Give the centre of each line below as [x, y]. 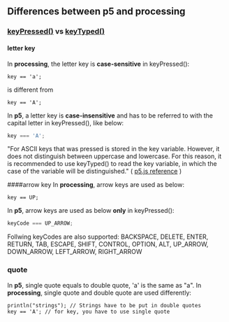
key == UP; [23, 198]
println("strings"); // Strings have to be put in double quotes [104, 305]
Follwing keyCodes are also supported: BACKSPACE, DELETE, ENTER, [108, 237]
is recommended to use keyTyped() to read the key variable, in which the [112, 164]
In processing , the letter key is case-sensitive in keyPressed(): [98, 64]
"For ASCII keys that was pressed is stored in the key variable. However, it [113, 149]
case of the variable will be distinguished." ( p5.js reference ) [95, 171]
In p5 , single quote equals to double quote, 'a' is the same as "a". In [104, 285]
